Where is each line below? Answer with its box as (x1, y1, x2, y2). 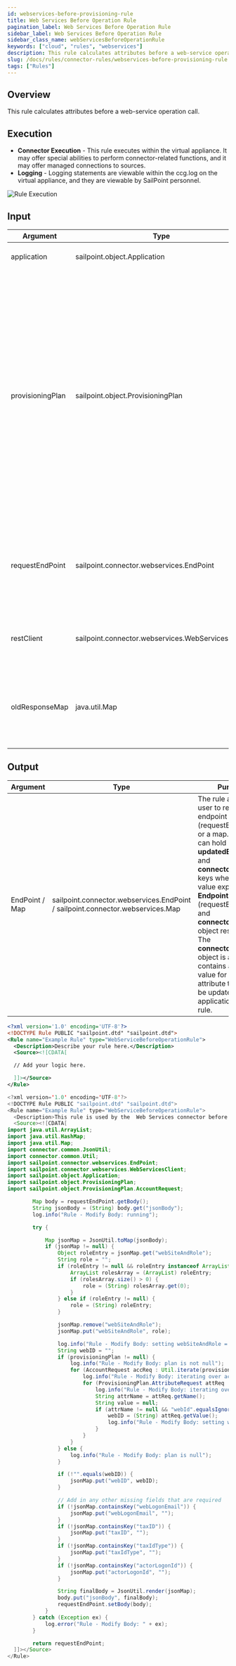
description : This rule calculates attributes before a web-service (7, 50, 212, 57)
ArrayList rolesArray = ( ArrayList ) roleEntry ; (70, 1269, 212, 1276)
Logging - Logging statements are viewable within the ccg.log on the (17, 169, 218, 177)
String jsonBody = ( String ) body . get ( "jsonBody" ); (32, 1204, 184, 1212)
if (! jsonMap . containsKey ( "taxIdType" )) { (57, 1542, 184, 1550)
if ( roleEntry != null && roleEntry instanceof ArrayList (57, 1263, 231, 1270)
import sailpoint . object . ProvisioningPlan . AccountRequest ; (7, 1185, 184, 1193)
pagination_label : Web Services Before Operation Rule (7, 23, 171, 30)
